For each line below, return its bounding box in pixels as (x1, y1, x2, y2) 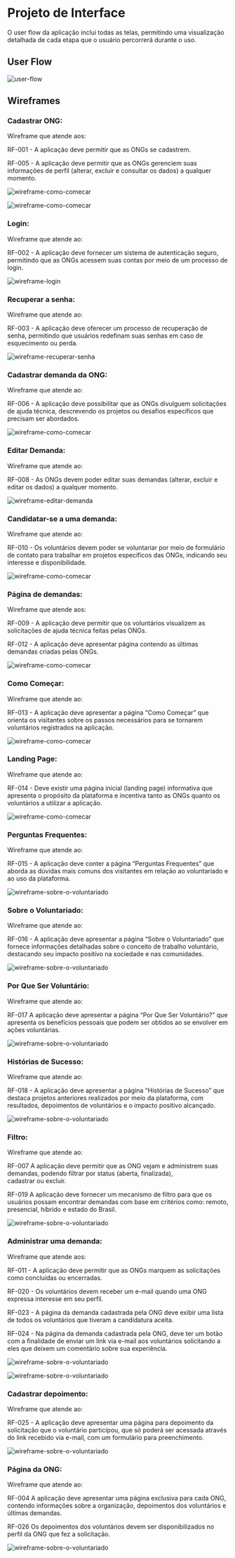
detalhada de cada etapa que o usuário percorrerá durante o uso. (7, 35, 196, 44)
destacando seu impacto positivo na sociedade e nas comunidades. (7, 950, 204, 958)
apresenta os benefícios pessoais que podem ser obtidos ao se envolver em (7, 1018, 228, 1026)
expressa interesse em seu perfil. (7, 1294, 104, 1303)
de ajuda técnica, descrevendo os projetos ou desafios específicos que (7, 407, 214, 416)
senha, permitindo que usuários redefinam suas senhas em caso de (7, 331, 203, 340)
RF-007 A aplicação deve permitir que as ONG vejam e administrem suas (7, 1162, 219, 1170)
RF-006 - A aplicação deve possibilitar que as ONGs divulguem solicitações (7, 400, 227, 408)
